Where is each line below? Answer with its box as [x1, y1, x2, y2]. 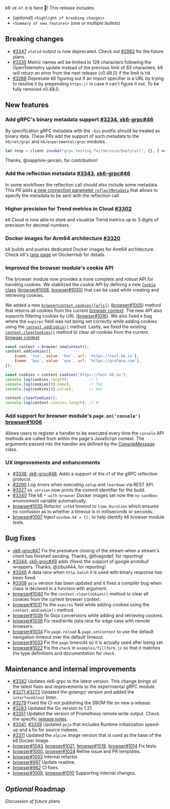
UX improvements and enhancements [5, 459, 100, 466]
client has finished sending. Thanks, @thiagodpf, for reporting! [12, 553, 143, 559]
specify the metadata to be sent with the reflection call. [5, 192, 120, 198]
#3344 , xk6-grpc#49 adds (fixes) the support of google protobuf [12, 558, 149, 564]
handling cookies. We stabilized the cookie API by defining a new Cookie [5, 281, 156, 287]
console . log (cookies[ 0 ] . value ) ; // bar [5, 386, 103, 391]
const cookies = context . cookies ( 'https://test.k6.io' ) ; [5, 372, 128, 377]
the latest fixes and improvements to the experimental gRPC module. [12, 683, 156, 690]
